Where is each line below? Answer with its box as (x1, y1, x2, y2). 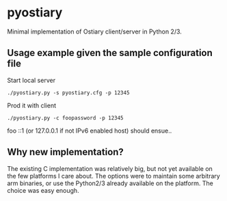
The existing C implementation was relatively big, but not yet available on (7, 164, 213, 172)
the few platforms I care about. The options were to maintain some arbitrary (7, 172, 220, 180)
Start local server (7, 76, 56, 84)
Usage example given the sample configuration (7, 47, 213, 59)
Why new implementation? (7, 146, 124, 158)
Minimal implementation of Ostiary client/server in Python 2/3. (7, 27, 183, 36)
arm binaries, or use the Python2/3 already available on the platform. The (7, 179, 213, 187)
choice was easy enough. (7, 186, 80, 194)
